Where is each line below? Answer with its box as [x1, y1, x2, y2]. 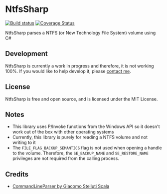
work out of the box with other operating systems [12, 129, 114, 135]
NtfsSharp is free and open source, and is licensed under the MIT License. [5, 96, 158, 102]
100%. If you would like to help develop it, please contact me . [5, 68, 131, 74]
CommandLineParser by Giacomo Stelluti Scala [12, 183, 110, 189]
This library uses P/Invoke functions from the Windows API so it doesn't [12, 123, 160, 129]
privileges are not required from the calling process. [12, 155, 120, 161]
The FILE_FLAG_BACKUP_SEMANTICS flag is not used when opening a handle [12, 145, 162, 151]
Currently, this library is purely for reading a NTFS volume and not [12, 134, 148, 140]
